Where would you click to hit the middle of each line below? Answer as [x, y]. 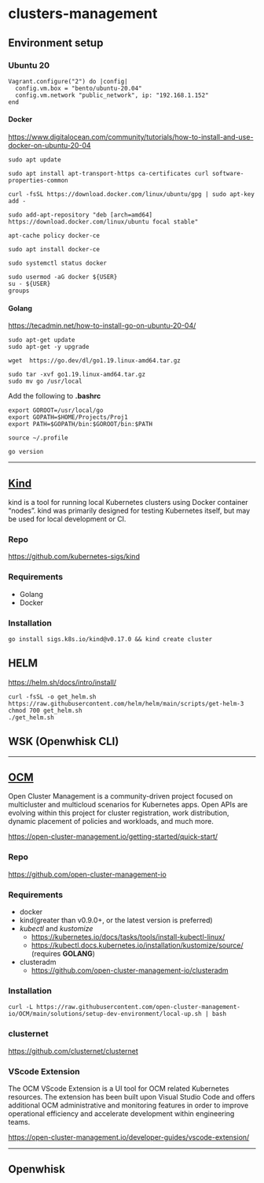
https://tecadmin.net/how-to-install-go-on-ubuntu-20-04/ [102, 326]
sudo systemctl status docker [58, 263]
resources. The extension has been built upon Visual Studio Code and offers [132, 1096]
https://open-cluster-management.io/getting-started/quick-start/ [113, 836]
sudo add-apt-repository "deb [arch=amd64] [81, 215]
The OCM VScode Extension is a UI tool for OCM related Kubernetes [119, 1088]
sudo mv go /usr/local [45, 382]
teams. [19, 1122]
